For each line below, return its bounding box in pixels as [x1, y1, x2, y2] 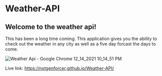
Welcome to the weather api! [5, 23, 97, 31]
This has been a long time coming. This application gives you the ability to [5, 36, 157, 41]
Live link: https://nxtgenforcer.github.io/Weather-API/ [5, 65, 114, 71]
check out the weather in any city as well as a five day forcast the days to [5, 41, 156, 47]
